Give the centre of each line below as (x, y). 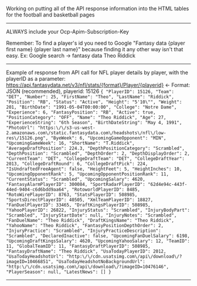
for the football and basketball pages (50, 15)
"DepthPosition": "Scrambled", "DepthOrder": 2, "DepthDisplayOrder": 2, (98, 154)
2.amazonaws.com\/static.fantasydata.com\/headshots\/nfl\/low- (86, 133)
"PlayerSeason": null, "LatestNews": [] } (59, 272)
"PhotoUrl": (21, 128)
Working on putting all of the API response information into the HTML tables (98, 9)
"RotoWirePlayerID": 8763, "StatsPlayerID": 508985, (72, 195)
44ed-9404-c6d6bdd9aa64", (38, 189)
